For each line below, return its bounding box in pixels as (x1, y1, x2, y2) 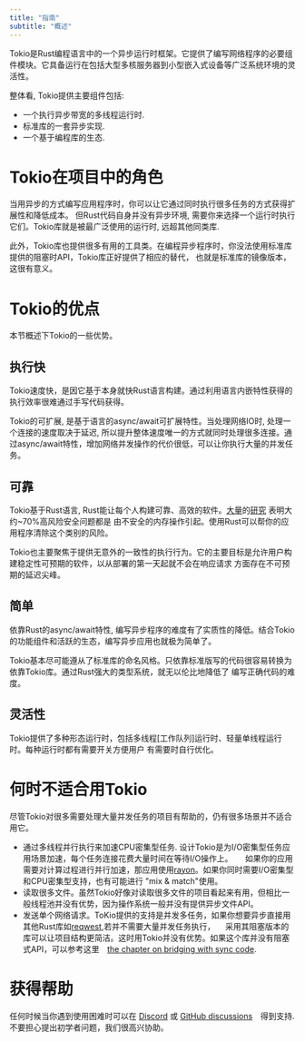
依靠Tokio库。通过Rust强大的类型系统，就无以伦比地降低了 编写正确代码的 (9, 666, 288, 677)
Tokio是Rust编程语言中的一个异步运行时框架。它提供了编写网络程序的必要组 (9, 47, 293, 59)
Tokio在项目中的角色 (9, 167, 163, 187)
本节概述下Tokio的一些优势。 (9, 330, 118, 341)
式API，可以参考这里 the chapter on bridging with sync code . (22, 943, 257, 954)
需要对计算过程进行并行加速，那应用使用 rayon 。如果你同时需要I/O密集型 (22, 864, 294, 875)
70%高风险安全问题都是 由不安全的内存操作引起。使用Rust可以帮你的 (22, 516, 281, 526)
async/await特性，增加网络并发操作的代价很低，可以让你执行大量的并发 (16, 438, 286, 449)
